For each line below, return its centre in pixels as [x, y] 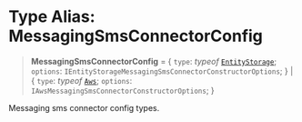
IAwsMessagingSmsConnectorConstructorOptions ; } [122, 90]
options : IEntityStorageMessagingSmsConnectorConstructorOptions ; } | [162, 71]
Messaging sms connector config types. [84, 107]
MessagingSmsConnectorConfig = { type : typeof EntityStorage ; [154, 61]
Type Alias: [52, 17]
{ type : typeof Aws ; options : [81, 80]
